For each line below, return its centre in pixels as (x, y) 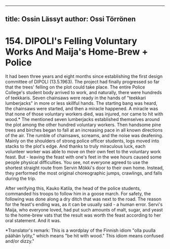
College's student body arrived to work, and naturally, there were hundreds (83, 93)
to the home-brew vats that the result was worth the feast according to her (83, 215)
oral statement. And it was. (33, 221)
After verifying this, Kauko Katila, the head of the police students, (73, 188)
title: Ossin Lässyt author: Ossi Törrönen (70, 19)
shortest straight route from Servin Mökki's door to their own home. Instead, (84, 168)
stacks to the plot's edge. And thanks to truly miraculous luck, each (75, 146)
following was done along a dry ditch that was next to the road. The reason (83, 199)
